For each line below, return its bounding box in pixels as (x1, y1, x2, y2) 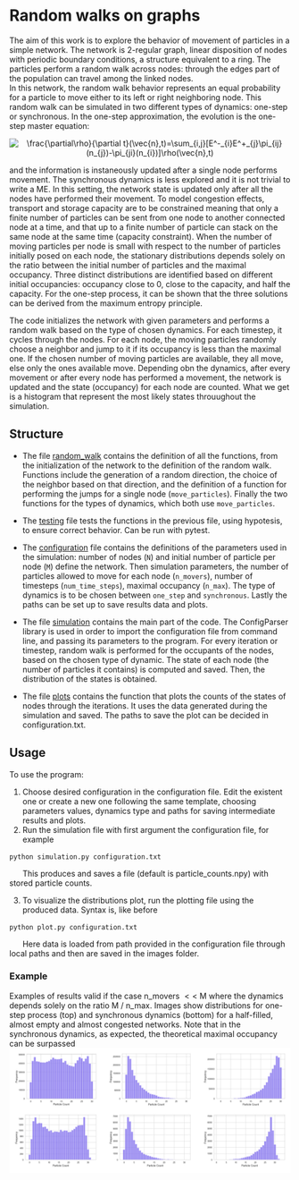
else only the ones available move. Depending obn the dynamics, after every (9, 362, 291, 373)
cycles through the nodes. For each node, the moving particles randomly (9, 334, 277, 344)
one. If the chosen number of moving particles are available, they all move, (9, 352, 284, 363)
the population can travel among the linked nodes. (9, 72, 194, 83)
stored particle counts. (9, 878, 93, 888)
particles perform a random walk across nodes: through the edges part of (9, 64, 280, 74)
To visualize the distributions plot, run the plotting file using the (21, 895, 254, 905)
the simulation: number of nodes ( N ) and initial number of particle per (21, 551, 276, 562)
